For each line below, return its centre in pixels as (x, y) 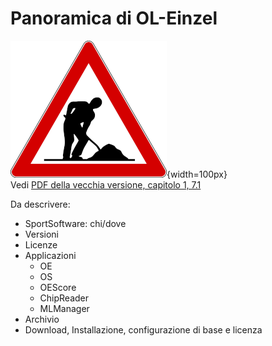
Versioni (42, 234)
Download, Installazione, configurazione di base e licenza (143, 329)
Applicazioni (50, 255)
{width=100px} (197, 174)
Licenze (41, 244)
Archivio (42, 319)
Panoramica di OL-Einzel (114, 18)
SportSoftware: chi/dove (75, 223)
